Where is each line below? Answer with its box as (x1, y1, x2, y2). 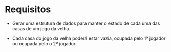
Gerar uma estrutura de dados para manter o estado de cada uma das (12, 20, 160, 26)
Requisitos (5, 4, 51, 15)
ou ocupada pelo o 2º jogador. (12, 40, 77, 46)
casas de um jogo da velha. (12, 25, 70, 31)
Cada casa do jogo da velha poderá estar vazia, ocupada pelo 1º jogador (12, 35, 166, 41)
